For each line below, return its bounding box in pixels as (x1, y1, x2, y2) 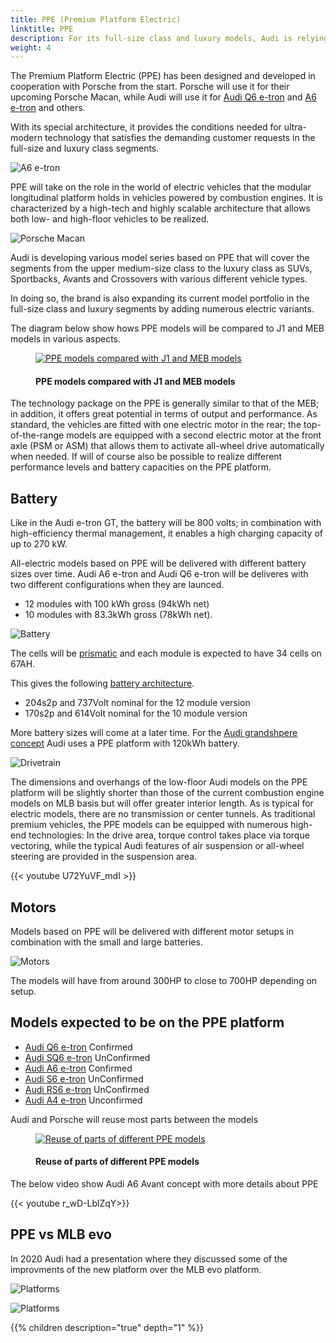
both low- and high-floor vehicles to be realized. (10, 213, 210, 225)
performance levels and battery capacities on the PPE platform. (10, 461, 272, 473)
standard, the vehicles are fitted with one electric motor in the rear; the (10, 419, 302, 431)
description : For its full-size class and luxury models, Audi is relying (10, 33, 329, 43)
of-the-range (10, 429, 65, 441)
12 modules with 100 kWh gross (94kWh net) (24, 598, 210, 610)
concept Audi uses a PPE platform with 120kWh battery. (10, 737, 240, 750)
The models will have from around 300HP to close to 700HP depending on (10, 975, 318, 987)
